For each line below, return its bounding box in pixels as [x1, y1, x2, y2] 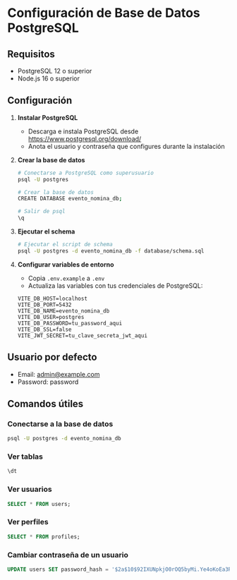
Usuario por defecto [7, 351, 97, 363]
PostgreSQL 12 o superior [17, 67, 92, 75]
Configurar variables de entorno [17, 260, 114, 269]
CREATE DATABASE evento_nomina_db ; [17, 195, 123, 203]
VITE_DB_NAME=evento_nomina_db [17, 307, 110, 315]
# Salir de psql [17, 208, 66, 215]
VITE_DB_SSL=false [17, 326, 72, 333]
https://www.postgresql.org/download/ [28, 134, 142, 143]
